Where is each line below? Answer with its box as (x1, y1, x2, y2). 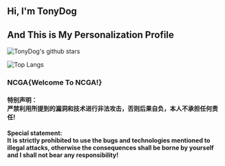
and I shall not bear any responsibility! (7, 151, 119, 159)
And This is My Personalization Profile (7, 29, 174, 41)
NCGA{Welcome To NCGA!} (7, 78, 103, 87)
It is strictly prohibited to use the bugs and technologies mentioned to (7, 136, 211, 145)
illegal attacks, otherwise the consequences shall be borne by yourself (7, 144, 215, 152)
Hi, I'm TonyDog (7, 6, 77, 17)
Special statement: (7, 129, 63, 137)
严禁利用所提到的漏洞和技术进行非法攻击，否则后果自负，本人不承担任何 (7, 104, 212, 112)
